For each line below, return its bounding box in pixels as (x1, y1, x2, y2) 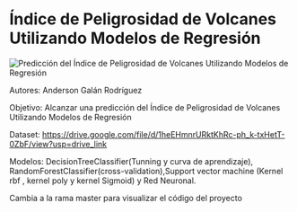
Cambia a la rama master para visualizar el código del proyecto (9, 192, 242, 203)
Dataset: (9, 128, 40, 139)
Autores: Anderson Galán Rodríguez (9, 84, 143, 95)
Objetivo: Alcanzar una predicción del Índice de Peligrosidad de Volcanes (9, 102, 281, 112)
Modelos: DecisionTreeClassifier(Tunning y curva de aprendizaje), (9, 155, 254, 166)
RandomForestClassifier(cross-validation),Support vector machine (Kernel (9, 165, 284, 176)
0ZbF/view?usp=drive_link (9, 138, 108, 149)
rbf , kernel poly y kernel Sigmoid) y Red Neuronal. (9, 175, 197, 186)
